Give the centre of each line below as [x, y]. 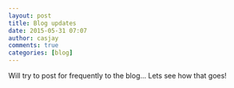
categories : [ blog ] [41, 53]
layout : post [30, 16]
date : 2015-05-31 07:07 [48, 30]
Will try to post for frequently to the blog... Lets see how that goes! [118, 76]
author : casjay [34, 38]
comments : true [34, 46]
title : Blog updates [43, 23]
